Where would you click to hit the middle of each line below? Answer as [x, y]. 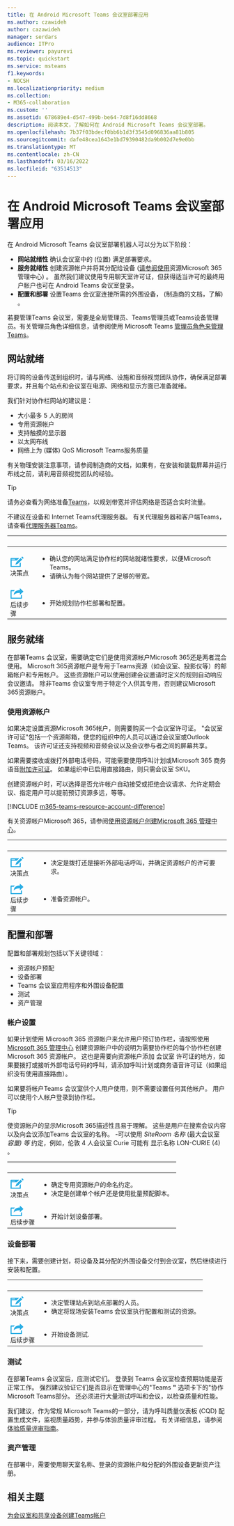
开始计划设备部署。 [79, 1216]
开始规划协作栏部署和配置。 [89, 603]
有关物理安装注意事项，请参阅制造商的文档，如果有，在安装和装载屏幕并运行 [117, 465]
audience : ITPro [31, 44]
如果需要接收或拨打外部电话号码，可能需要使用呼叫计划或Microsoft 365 [110, 761]
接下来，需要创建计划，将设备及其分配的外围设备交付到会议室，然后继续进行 [117, 1261]
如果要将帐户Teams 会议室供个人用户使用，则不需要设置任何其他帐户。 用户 [116, 1088]
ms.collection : [29, 95]
